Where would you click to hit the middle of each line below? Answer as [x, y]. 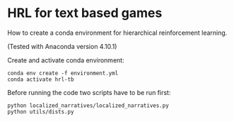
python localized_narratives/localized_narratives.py [88, 105]
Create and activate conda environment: [66, 60]
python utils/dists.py [41, 111]
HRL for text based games [85, 13]
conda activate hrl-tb [41, 79]
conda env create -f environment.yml [63, 73]
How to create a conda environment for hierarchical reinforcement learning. [117, 33]
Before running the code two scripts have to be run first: [89, 92]
